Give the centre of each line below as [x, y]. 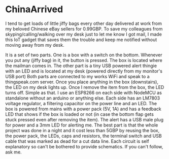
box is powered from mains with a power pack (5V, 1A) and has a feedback [83, 109]
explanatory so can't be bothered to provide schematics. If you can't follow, [84, 146]
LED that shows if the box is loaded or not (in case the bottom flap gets [79, 114]
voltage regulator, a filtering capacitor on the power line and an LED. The [81, 103]
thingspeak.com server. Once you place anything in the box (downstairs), [82, 82]
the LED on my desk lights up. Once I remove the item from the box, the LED [85, 87]
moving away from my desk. [35, 45]
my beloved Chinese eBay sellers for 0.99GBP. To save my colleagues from [84, 28]
